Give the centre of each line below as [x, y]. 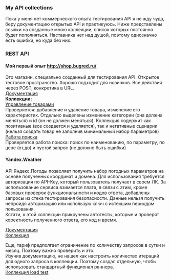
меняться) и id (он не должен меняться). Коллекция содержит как [78, 121]
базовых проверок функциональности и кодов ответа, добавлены [78, 193]
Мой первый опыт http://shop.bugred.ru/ [51, 66]
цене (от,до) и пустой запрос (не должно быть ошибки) [66, 148]
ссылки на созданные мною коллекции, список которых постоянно [79, 30]
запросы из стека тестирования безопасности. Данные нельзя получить [85, 198]
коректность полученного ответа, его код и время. [61, 220]
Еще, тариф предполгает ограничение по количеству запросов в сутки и [85, 245]
